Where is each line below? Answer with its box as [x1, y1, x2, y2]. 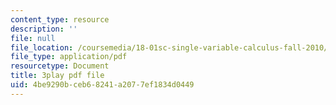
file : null [10, 33, 56, 43]
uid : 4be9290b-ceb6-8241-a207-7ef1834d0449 [10, 80, 195, 90]
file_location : [10, 42, 74, 53]
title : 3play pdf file [10, 71, 105, 81]
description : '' [10, 24, 78, 34]
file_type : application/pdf [10, 52, 128, 62]
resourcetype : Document [10, 61, 110, 71]
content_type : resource [10, 14, 110, 25]
